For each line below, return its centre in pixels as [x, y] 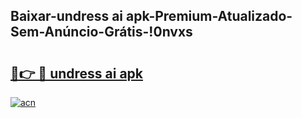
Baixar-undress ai [67, 16]
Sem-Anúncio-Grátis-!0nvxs [101, 32]
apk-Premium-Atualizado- [209, 16]
